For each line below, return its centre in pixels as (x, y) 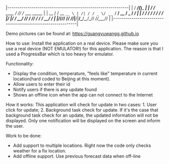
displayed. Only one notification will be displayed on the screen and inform (83, 120)
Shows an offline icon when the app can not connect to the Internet (83, 95)
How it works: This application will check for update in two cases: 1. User (81, 105)
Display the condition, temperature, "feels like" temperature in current (85, 73)
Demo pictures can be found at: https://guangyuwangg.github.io (72, 33)
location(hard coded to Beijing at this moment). (62, 79)
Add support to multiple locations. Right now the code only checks (82, 145)
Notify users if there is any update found (55, 90)
